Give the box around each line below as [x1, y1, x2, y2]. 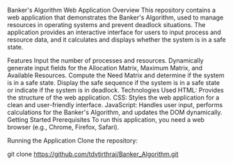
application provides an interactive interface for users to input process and [7, 28, 221, 36]
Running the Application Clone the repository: [7, 136, 138, 145]
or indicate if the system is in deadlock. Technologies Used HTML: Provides [7, 86, 224, 94]
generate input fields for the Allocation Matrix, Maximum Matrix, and [7, 64, 203, 72]
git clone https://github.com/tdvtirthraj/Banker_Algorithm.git [7, 150, 179, 158]
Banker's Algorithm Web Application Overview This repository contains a [7, 6, 216, 14]
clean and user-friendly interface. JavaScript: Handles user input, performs [7, 101, 223, 109]
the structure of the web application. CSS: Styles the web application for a [7, 93, 220, 102]
